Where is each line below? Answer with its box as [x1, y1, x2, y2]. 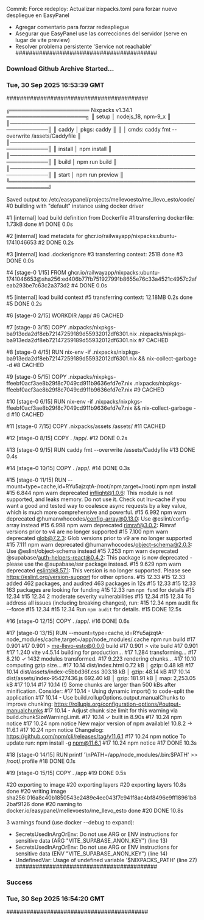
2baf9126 [6, 801, 30, 808]
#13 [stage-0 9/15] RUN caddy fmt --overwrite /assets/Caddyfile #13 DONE [6, 446, 195, 454]
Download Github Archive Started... [6, 64, 114, 72]
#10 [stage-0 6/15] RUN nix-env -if [6, 398, 93, 406]
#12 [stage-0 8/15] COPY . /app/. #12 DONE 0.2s [6, 435, 128, 442]
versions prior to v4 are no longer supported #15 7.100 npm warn [6, 528, 169, 535]
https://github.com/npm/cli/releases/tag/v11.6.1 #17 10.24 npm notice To [6, 733, 186, 740]
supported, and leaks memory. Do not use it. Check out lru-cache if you [6, 496, 186, 503]
